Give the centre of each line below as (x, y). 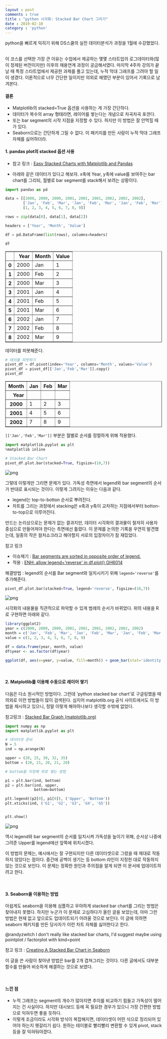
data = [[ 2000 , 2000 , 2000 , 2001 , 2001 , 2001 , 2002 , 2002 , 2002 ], (75, 199)
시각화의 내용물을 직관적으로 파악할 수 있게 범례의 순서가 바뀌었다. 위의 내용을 (80, 608)
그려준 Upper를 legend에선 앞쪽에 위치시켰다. (50, 843)
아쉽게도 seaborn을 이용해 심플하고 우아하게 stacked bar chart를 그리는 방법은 (82, 906)
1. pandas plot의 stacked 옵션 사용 (40, 151)
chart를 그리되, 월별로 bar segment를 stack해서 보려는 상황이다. (75, 180)
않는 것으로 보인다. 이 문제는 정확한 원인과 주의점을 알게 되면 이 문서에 (73, 866)
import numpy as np (25, 726)
